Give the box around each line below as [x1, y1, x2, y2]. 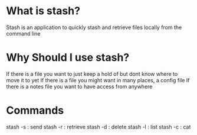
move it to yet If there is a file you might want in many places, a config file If [6, 76, 190, 83]
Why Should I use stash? [6, 51, 130, 65]
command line [6, 30, 41, 37]
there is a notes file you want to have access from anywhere [6, 83, 153, 90]
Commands [6, 104, 64, 117]
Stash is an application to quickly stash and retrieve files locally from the [6, 24, 182, 31]
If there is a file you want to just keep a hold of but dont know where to [6, 70, 178, 78]
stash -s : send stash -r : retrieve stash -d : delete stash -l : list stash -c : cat [6, 123, 191, 130]
